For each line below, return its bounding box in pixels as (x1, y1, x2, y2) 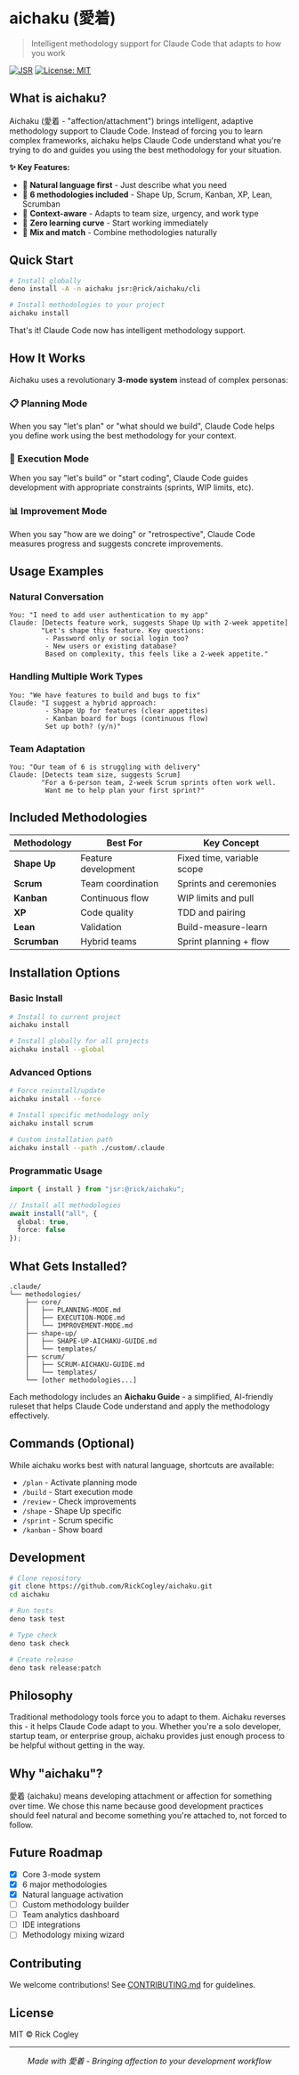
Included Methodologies (9, 810, 148, 825)
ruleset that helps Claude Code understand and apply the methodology (9, 1401, 270, 1411)
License (9, 2006, 54, 2021)
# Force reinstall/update (9, 1086, 105, 1096)
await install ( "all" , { (9, 1209, 98, 1218)
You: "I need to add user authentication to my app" (9, 611, 209, 620)
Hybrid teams (79, 935, 137, 947)
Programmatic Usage (9, 1164, 103, 1177)
